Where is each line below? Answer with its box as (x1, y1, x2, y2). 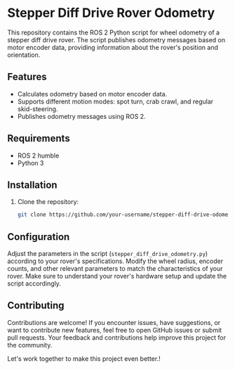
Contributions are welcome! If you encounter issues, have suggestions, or (7, 318, 221, 326)
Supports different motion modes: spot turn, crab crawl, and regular (17, 97, 214, 106)
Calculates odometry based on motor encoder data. (17, 89, 168, 98)
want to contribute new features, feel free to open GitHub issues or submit (7, 326, 222, 334)
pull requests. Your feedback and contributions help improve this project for (7, 333, 227, 342)
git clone (17, 211, 47, 219)
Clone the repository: (17, 198, 79, 206)
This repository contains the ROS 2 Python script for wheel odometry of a (7, 28, 220, 37)
